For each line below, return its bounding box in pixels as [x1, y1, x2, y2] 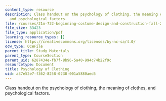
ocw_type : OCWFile [5, 44, 43, 49]
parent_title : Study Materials [5, 48, 70, 53]
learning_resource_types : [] [5, 35, 65, 40]
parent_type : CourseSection [5, 53, 63, 58]
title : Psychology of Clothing [5, 67, 70, 72]
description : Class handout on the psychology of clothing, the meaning [5, 12, 158, 17]
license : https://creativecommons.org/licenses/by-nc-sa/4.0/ [5, 39, 136, 44]
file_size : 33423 [5, 26, 41, 31]
